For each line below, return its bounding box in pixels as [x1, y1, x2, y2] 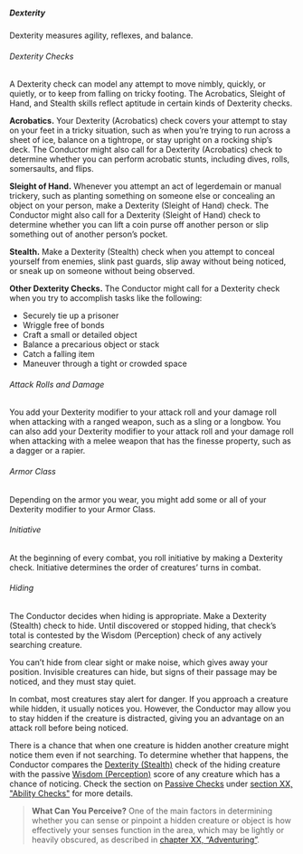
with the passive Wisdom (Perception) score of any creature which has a [9, 768, 280, 779]
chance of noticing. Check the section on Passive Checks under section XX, [9, 778, 293, 789]
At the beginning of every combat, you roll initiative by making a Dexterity [9, 552, 283, 563]
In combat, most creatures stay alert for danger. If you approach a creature [9, 693, 289, 704]
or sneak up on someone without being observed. [9, 266, 195, 277]
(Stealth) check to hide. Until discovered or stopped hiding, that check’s [9, 620, 277, 631]
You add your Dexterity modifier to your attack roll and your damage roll [9, 407, 278, 418]
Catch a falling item [22, 349, 95, 360]
